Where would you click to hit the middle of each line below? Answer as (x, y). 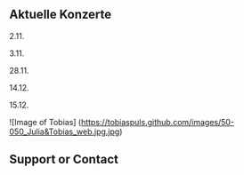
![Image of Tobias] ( (45, 122)
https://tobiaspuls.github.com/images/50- (157, 122)
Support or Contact (64, 159)
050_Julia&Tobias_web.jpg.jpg (65, 131)
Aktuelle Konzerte (61, 15)
